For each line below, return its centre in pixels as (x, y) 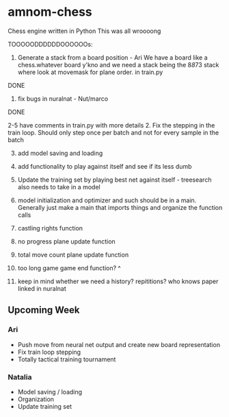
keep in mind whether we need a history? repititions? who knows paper (118, 281)
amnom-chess (50, 12)
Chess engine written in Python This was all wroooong (84, 31)
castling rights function (50, 228)
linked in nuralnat (42, 288)
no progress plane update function (66, 241)
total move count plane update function (73, 254)
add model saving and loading (60, 153)
